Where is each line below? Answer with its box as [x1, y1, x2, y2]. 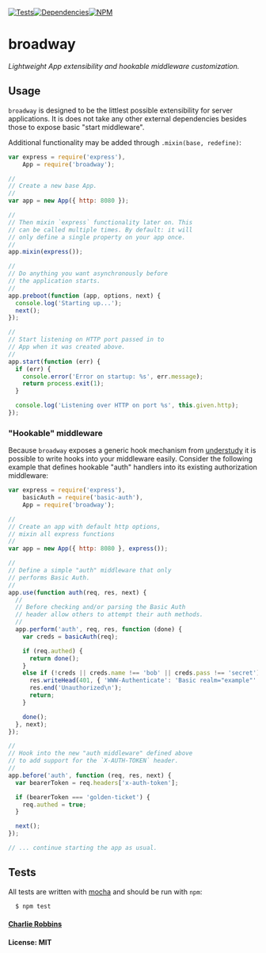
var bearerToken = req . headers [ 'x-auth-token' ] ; [15, 779, 179, 787]
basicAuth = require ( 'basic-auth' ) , [22, 494, 144, 502]
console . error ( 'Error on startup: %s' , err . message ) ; [22, 373, 203, 381]
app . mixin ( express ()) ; [8, 248, 83, 256]
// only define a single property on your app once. [8, 233, 186, 241]
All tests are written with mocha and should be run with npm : [8, 886, 203, 896]
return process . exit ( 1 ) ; [22, 380, 104, 388]
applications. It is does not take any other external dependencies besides [8, 113, 247, 123]
